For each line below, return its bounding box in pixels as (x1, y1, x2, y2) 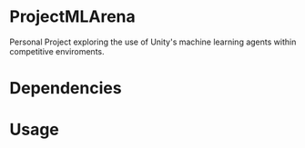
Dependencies (9, 78, 122, 99)
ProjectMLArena (9, 6, 137, 27)
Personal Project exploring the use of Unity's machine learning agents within (9, 36, 297, 47)
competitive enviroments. (9, 45, 105, 56)
